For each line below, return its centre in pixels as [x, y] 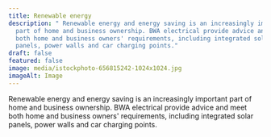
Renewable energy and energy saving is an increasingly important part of [130, 98]
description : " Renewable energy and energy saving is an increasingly [131, 23]
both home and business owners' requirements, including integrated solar [131, 116]
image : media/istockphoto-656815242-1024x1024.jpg [95, 68]
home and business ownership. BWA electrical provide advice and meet [128, 107]
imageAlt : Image [35, 76]
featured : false [35, 61]
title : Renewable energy [50, 16]
